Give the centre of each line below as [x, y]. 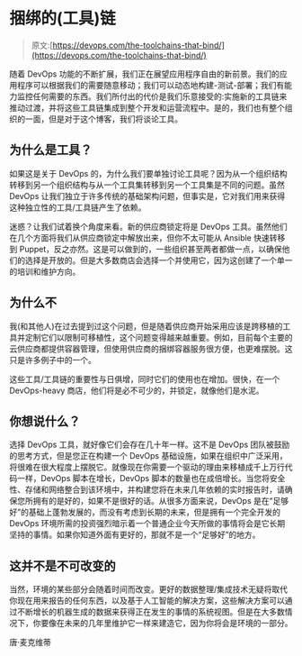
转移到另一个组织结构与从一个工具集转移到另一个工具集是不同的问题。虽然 [147, 185]
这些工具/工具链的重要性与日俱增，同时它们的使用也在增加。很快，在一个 [145, 378]
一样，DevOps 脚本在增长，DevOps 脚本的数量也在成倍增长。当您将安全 [151, 478]
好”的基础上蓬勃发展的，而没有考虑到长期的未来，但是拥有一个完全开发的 [145, 512]
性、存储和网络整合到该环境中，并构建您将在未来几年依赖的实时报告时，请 [147, 490]
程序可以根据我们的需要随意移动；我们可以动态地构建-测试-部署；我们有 [151, 85]
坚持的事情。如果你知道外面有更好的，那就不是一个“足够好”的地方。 [135, 535]
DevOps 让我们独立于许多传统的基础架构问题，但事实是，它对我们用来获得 [147, 196]
